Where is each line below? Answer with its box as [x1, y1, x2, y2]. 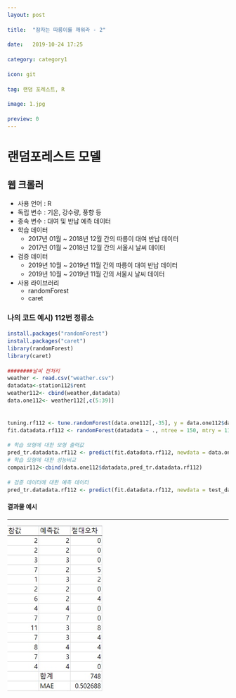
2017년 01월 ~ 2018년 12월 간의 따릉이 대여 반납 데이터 [27, 234, 179, 243]
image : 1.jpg [7, 101, 46, 108]
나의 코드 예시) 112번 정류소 [7, 312, 94, 322]
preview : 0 [7, 116, 39, 123]
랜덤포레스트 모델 [7, 149, 101, 165]
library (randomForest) [7, 345, 74, 352]
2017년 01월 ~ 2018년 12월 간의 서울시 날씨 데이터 [27, 243, 166, 252]
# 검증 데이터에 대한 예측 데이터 [7, 479, 89, 486]
